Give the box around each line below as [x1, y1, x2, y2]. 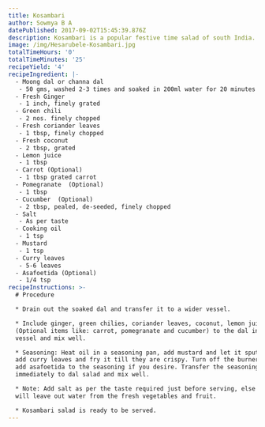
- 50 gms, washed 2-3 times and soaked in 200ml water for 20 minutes [18, 85, 256, 93]
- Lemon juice [15, 151, 62, 159]
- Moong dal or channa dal [15, 77, 104, 85]
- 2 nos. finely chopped [18, 115, 101, 123]
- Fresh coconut [15, 136, 69, 145]
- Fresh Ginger [15, 93, 65, 100]
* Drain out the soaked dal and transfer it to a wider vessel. [15, 305, 231, 313]
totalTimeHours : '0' [8, 48, 77, 56]
